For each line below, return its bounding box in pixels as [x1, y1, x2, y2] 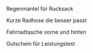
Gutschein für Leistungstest [6, 40, 75, 47]
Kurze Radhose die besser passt [6, 17, 87, 23]
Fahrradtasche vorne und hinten [6, 28, 86, 36]
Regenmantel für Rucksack [6, 5, 74, 12]
